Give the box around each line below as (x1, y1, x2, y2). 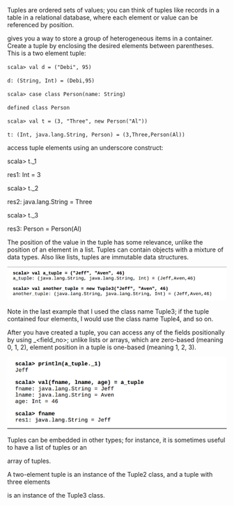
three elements (7, 477, 51, 486)
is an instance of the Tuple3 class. (7, 491, 106, 499)
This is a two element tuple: (7, 49, 86, 57)
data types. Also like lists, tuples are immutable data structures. (7, 253, 189, 261)
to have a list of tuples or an (7, 443, 87, 452)
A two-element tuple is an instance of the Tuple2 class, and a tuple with (7, 470, 213, 478)
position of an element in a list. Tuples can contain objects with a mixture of (7, 245, 224, 254)
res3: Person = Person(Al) (7, 224, 82, 233)
